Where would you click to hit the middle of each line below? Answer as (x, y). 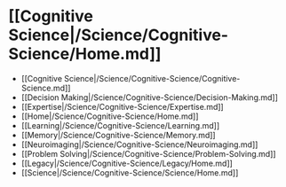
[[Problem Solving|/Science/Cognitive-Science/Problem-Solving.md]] (148, 153)
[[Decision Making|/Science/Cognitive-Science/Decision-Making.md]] (150, 97)
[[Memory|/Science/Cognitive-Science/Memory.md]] (118, 135)
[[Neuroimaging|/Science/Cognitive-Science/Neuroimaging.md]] (139, 144)
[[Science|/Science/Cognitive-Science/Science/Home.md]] (130, 172)
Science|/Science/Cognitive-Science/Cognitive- (152, 78)
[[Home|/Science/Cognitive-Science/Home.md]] (110, 116)
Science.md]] (46, 88)
